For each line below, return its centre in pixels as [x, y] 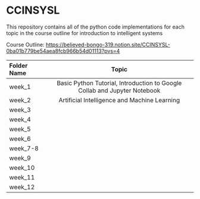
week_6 [20, 138]
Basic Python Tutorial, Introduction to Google [119, 83]
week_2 [20, 100]
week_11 [22, 177]
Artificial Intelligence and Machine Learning [119, 100]
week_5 [20, 129]
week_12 [22, 187]
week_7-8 [24, 148]
